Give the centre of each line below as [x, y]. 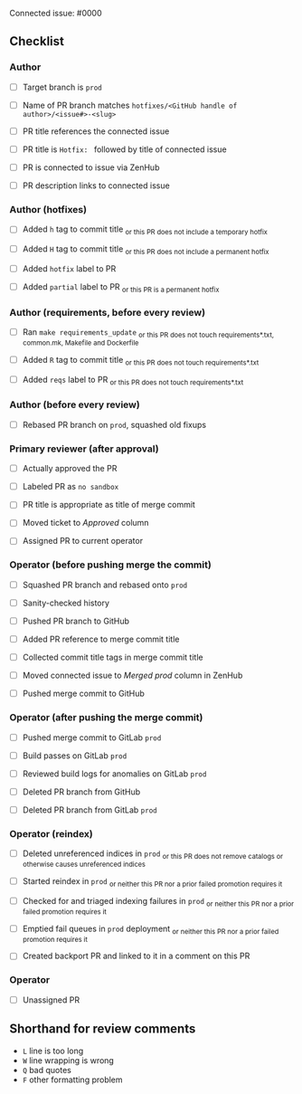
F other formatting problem [73, 1080]
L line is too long [53, 1051]
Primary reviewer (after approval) [85, 449]
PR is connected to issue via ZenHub [91, 167]
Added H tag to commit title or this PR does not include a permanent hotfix [146, 250]
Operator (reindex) [51, 833]
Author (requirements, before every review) [108, 312]
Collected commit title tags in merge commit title [113, 657]
